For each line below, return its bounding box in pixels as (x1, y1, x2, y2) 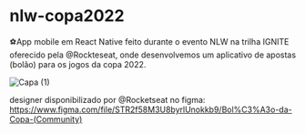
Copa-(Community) (9, 113, 83, 124)
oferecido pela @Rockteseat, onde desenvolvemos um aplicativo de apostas (9, 49, 297, 60)
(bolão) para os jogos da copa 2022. (9, 58, 147, 69)
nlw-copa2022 (9, 5, 125, 26)
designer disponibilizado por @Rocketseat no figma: (9, 94, 206, 105)
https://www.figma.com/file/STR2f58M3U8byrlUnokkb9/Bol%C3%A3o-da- (9, 104, 293, 115)
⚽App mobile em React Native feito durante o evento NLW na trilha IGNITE (9, 36, 290, 46)
